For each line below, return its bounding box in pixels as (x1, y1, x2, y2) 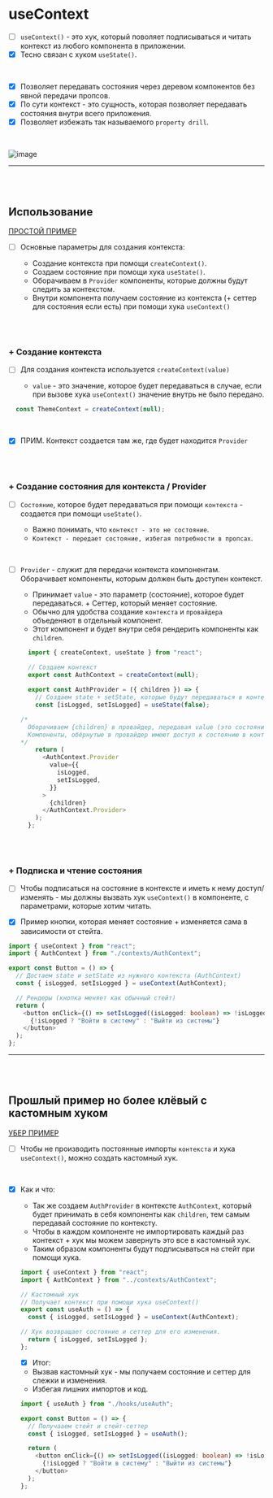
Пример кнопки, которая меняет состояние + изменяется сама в (19, 917, 248, 927)
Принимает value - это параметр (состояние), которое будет (32, 589, 245, 599)
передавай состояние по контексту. (32, 1218, 158, 1227)
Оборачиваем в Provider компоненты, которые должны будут (32, 276, 248, 285)
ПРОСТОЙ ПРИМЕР (8, 227, 77, 237)
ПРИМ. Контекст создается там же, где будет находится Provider (19, 436, 248, 445)
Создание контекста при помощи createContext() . (32, 258, 207, 268)
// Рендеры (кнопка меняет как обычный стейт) (15, 993, 176, 1002)
